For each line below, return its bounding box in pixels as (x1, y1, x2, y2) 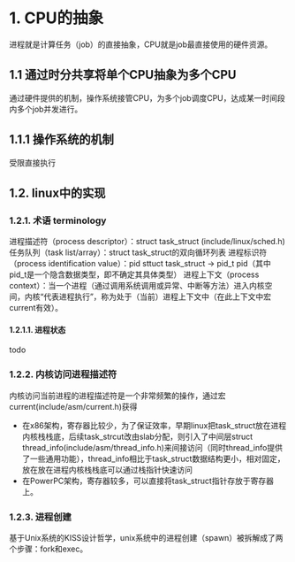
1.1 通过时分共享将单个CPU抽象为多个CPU (9, 67, 237, 82)
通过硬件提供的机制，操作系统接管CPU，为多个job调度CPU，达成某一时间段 (9, 92, 285, 103)
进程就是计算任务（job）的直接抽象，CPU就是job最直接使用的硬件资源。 (9, 39, 273, 50)
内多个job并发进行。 (9, 104, 83, 114)
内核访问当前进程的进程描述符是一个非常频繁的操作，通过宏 (9, 390, 226, 401)
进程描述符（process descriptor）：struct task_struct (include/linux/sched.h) (9, 236, 285, 247)
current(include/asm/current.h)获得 (9, 401, 138, 412)
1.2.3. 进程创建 (9, 511, 72, 523)
